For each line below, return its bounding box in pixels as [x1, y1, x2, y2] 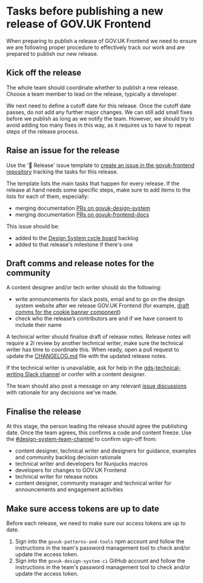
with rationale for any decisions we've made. [6, 389, 118, 396]
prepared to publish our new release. [6, 50, 99, 57]
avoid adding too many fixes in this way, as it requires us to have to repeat [6, 121, 191, 129]
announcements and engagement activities [15, 486, 123, 493]
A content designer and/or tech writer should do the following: [6, 284, 162, 291]
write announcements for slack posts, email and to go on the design [15, 295, 185, 303]
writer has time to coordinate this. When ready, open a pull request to [6, 346, 179, 353]
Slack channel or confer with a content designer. [25, 371, 146, 378]
